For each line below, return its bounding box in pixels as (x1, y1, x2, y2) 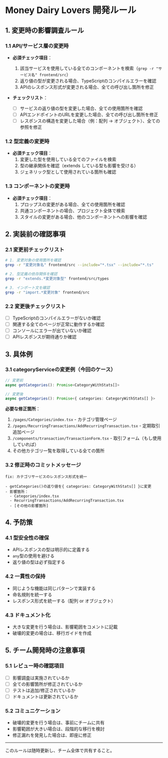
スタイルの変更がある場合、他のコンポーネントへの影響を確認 (19, 214, 147, 220)
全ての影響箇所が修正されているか (12, 681, 83, 687)
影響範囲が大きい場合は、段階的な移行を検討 (12, 726, 105, 732)
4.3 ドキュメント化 (5, 611, 51, 618)
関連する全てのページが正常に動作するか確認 (12, 321, 105, 327)
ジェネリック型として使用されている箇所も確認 (19, 169, 116, 175)
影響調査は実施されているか (12, 674, 70, 681)
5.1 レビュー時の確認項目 (5, 662, 64, 669)
